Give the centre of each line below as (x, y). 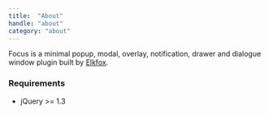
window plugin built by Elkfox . (59, 62)
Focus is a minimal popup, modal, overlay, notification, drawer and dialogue (135, 54)
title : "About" (36, 16)
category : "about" (39, 31)
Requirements (37, 83)
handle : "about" (36, 23)
